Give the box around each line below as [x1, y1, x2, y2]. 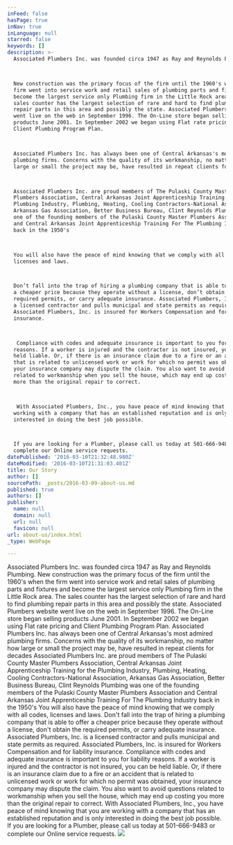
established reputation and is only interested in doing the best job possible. [7, 814, 222, 823]
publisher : [7, 499, 39, 506]
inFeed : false [7, 10, 49, 17]
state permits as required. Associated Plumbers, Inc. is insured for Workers [7, 740, 222, 748]
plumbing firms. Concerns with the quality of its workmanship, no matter [7, 637, 214, 645]
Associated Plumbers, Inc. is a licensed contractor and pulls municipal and [7, 733, 220, 741]
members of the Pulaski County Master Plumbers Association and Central [7, 689, 218, 697]
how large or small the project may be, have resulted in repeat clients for [7, 644, 214, 652]
